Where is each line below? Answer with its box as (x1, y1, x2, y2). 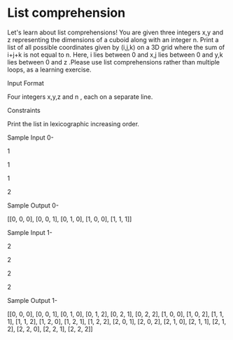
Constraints (7, 106, 41, 114)
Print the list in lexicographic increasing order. (7, 119, 140, 128)
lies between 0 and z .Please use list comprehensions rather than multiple (7, 57, 220, 66)
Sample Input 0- (7, 133, 54, 142)
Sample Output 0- (7, 201, 59, 210)
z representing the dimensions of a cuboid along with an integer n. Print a (7, 35, 219, 43)
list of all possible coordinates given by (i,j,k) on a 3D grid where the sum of (7, 43, 225, 51)
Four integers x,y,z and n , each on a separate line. (7, 93, 153, 101)
